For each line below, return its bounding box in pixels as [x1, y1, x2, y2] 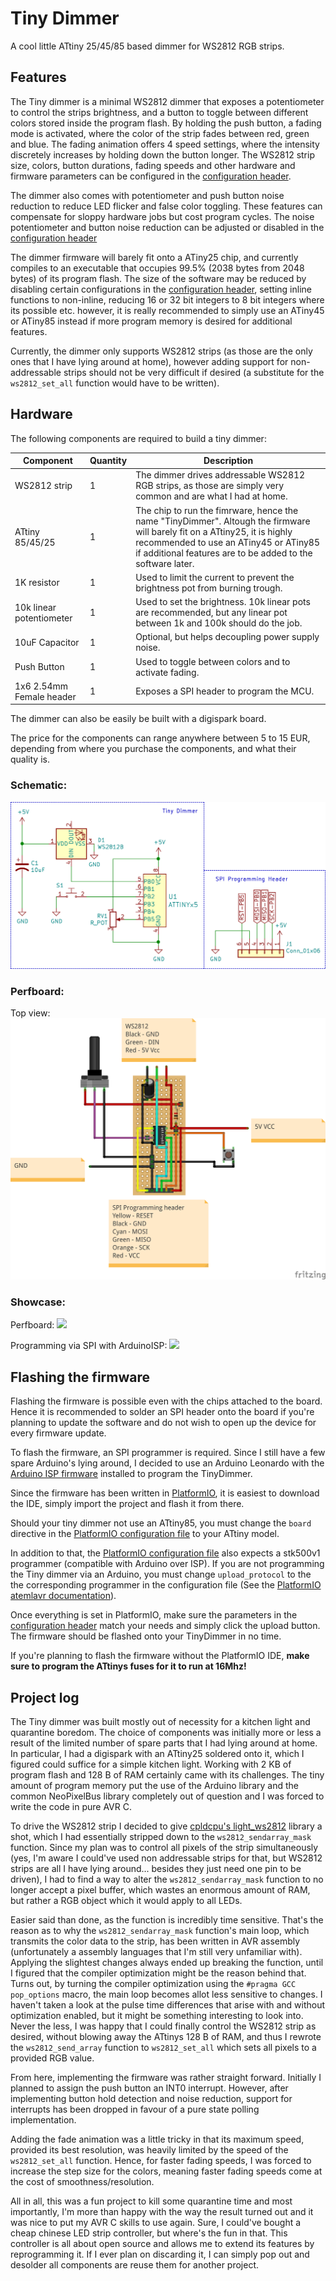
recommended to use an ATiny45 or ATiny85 [135, 536, 321, 548]
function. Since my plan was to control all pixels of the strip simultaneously [10, 1841, 319, 1853]
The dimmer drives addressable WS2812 [135, 469, 306, 481]
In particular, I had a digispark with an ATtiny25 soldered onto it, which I [10, 1747, 305, 1759]
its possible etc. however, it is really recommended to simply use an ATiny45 [10, 304, 325, 316]
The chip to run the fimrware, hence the [135, 504, 299, 516]
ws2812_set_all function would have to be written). [10, 377, 220, 389]
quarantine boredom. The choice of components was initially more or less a [10, 1726, 322, 1738]
